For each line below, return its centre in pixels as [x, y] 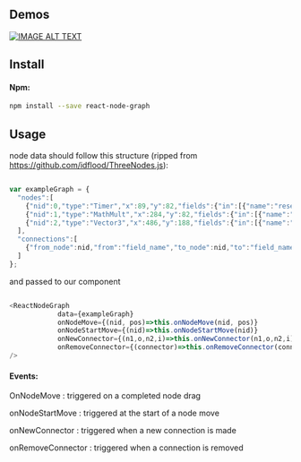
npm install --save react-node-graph [80, 107]
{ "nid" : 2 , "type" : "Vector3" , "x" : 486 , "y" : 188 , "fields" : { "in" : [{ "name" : [158, 223]
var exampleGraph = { [50, 190]
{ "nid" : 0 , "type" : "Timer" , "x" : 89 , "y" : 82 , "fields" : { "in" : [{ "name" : [150, 206]
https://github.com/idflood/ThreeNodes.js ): [89, 166]
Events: [24, 376]
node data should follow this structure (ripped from [103, 156]
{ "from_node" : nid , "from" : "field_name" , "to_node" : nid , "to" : [138, 248]
